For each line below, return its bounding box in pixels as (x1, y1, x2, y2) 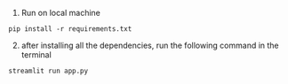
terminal (20, 50, 52, 60)
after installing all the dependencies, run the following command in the (20, 40, 279, 50)
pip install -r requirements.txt (8, 25, 132, 34)
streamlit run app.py (8, 66, 89, 75)
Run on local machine (20, 8, 101, 18)
